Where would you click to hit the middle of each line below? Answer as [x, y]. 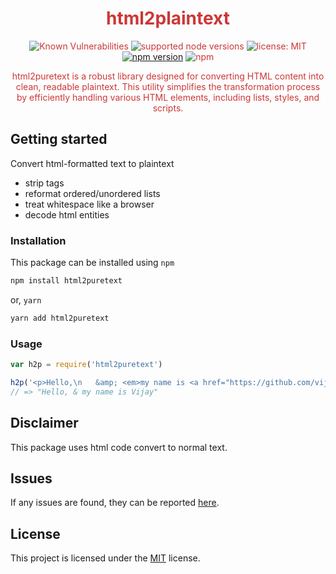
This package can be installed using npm [92, 263]
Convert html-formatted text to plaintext [92, 163]
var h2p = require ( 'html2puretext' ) [86, 365]
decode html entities [67, 214]
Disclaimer [44, 423]
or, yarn [26, 299]
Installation [38, 240]
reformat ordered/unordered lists [92, 193]
